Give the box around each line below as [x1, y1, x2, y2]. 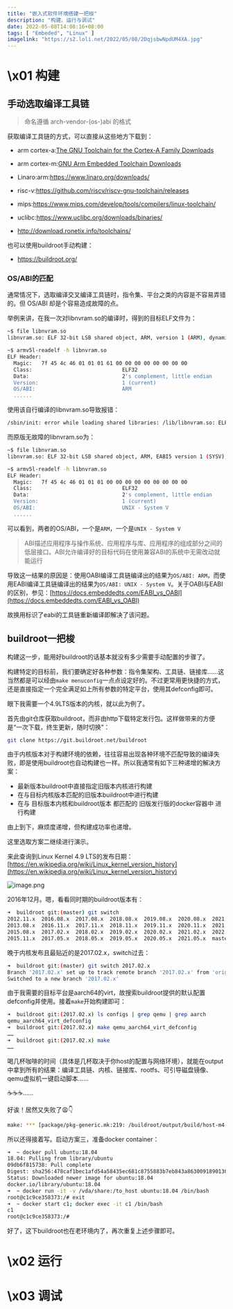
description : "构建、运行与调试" [7, 17, 96, 24]
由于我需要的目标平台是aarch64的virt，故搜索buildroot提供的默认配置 [7, 988, 206, 997]
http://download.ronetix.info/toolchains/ [17, 227, 132, 235]
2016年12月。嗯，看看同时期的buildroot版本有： [7, 895, 144, 904]
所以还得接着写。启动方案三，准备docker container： [7, 1135, 159, 1143]
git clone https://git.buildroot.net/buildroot [7, 736, 148, 743]
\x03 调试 [7, 1288, 62, 1303]
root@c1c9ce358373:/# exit [7, 1194, 85, 1201]
